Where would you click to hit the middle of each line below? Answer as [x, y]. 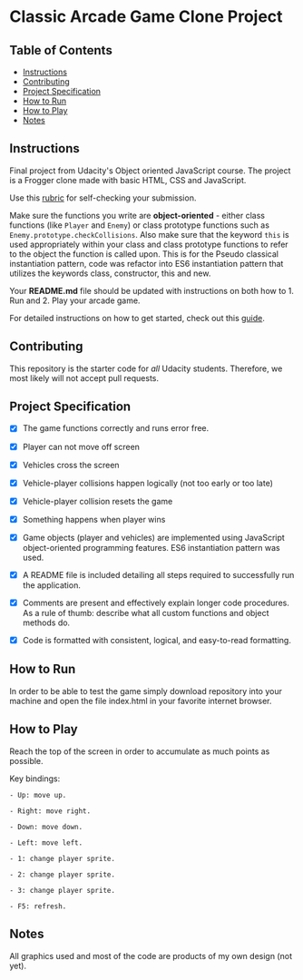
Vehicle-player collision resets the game [98, 501]
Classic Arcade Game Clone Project [146, 17]
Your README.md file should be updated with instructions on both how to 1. [152, 290]
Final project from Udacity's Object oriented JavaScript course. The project [150, 171]
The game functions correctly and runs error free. [116, 428]
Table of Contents [61, 50]
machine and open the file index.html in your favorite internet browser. [141, 701]
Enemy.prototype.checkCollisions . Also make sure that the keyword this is [149, 234]
